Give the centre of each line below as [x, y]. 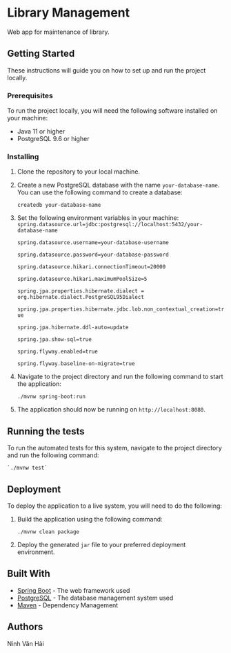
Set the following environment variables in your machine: [98, 218]
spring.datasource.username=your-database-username [93, 243]
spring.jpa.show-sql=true [54, 340]
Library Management [68, 13]
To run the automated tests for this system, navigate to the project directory [114, 448]
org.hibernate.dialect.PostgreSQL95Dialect [81, 297]
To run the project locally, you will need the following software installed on [112, 111]
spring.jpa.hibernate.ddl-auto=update [73, 328]
